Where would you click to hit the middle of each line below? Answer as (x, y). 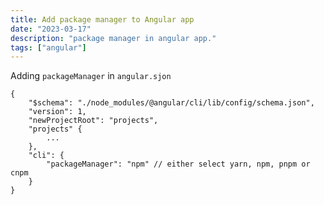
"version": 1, (57, 112)
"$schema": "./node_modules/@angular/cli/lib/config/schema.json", (171, 103)
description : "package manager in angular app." (113, 38)
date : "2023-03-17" (51, 29)
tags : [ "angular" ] (48, 47)
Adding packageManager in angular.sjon (91, 76)
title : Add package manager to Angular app (102, 19)
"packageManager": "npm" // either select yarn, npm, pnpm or (178, 164)
